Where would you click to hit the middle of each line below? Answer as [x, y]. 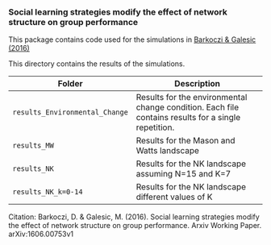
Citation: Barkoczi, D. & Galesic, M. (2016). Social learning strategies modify [134, 217]
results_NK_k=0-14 [48, 192]
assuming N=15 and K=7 [183, 174]
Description [197, 84]
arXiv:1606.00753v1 [41, 234]
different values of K [174, 197]
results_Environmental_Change [71, 112]
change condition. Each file [188, 107]
